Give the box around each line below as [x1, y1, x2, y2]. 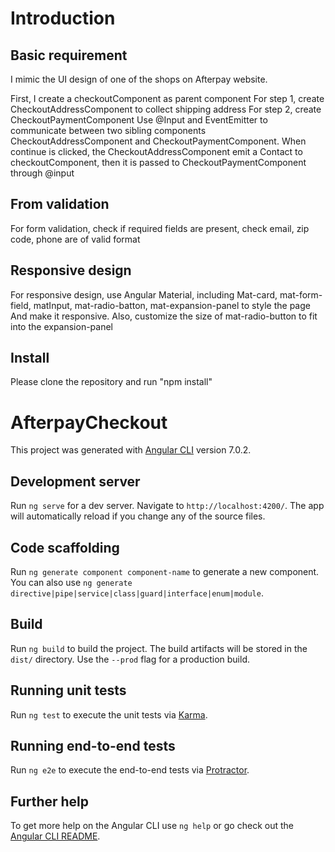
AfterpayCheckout [10, 411, 168, 434]
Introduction [10, 7, 116, 30]
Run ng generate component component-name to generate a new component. [10, 566, 320, 577]
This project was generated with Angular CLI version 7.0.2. [10, 444, 252, 456]
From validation [10, 196, 110, 213]
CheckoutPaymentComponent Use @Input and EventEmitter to [10, 114, 268, 126]
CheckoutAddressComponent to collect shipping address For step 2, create [10, 103, 322, 115]
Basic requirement [10, 47, 128, 64]
